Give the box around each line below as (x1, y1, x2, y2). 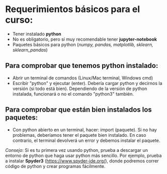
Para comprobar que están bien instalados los (5, 106, 152, 114)
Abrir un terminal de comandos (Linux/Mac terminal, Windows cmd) (12, 74, 153, 81)
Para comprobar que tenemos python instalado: (5, 61, 158, 70)
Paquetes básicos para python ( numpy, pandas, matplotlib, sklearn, (12, 41, 153, 47)
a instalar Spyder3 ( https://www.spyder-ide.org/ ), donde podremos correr (5, 157, 159, 164)
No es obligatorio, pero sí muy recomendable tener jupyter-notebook (12, 36, 157, 42)
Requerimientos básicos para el (5, 4, 140, 15)
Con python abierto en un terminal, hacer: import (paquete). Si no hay (12, 127, 157, 133)
